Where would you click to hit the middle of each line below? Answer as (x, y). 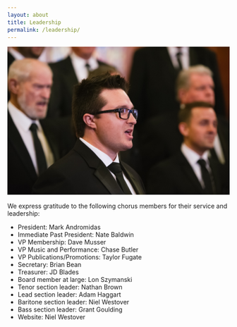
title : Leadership (34, 22)
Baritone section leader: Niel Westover (73, 302)
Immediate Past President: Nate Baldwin (75, 234)
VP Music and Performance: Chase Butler (78, 249)
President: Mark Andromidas (59, 227)
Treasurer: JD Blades (48, 272)
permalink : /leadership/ (44, 30)
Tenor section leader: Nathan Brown (70, 287)
